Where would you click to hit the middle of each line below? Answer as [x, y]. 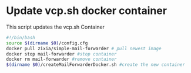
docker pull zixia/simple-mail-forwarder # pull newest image [84, 48]
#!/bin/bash [21, 37]
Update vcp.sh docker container [87, 11]
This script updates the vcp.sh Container [55, 27]
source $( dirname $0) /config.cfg [47, 43]
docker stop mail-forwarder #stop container [61, 54]
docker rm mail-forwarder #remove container [61, 60]
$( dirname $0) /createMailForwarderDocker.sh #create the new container [95, 65]
